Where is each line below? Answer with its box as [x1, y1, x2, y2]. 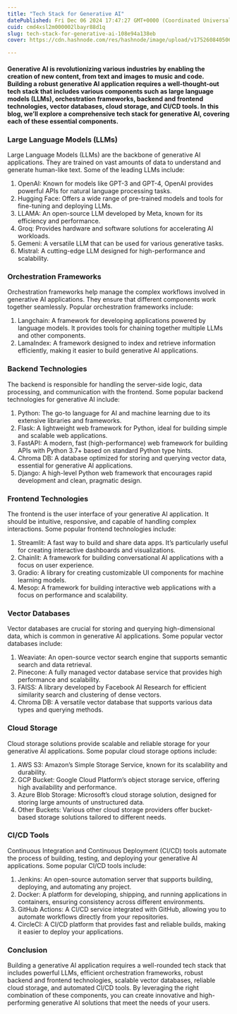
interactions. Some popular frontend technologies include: [7, 525, 176, 533]
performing [7, 998, 40, 1007]
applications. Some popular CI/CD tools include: [7, 861, 147, 869]
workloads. [17, 232, 51, 240]
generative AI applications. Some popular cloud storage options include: [7, 747, 217, 755]
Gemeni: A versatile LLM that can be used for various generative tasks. [17, 239, 224, 248]
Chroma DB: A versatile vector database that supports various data [17, 698, 213, 707]
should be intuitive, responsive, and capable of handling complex [7, 517, 197, 525]
